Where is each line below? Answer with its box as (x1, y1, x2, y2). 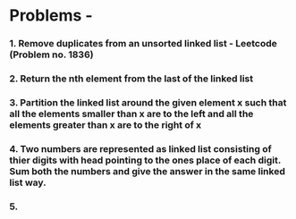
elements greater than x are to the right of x (9, 118, 202, 131)
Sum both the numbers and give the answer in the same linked (9, 164, 286, 177)
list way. (9, 176, 47, 189)
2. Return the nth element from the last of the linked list (9, 72, 253, 85)
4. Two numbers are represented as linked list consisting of (9, 142, 272, 155)
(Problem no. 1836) (9, 48, 94, 61)
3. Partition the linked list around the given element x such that (9, 96, 287, 108)
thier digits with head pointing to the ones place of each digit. (9, 154, 282, 166)
